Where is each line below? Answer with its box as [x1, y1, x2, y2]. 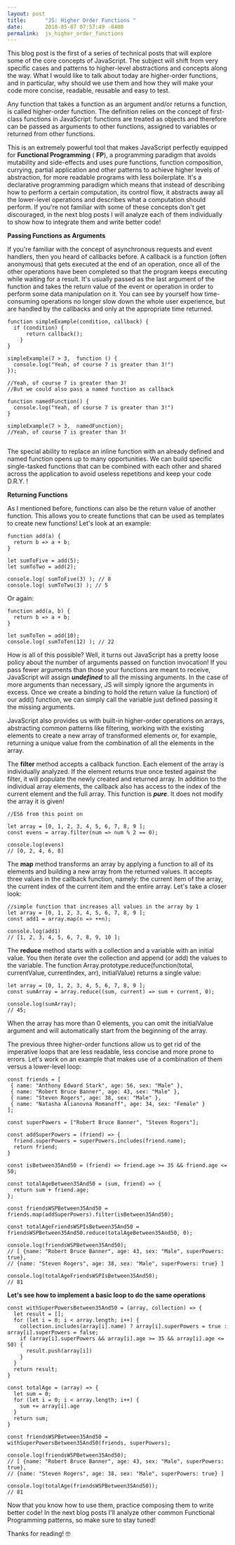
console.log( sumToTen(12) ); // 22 [7, 638, 114, 646]
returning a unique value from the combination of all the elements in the [7, 739, 215, 747]
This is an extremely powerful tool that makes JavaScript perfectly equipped [7, 143, 228, 152]
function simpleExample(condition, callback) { [7, 319, 149, 326]
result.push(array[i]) [25, 1348, 93, 1355]
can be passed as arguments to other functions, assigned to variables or [7, 122, 217, 131]
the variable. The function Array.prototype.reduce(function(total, [7, 961, 194, 970]
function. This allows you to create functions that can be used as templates [7, 511, 224, 520]
